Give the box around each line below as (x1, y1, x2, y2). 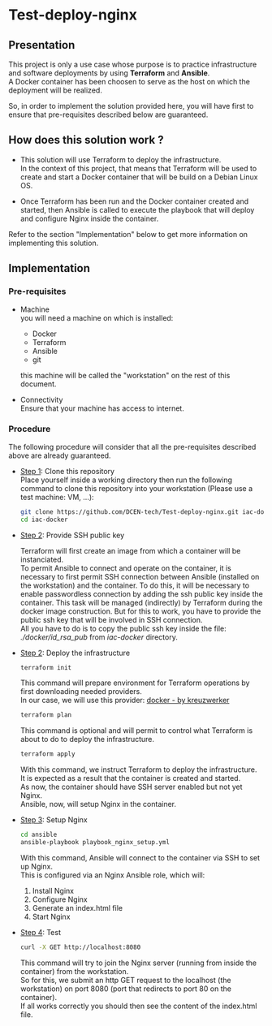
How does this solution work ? (8, 133, 164, 147)
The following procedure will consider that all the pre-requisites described (8, 442, 257, 451)
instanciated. (19, 554, 64, 564)
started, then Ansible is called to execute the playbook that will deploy (19, 205, 255, 214)
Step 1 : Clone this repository (19, 466, 115, 476)
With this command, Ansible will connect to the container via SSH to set (19, 852, 261, 862)
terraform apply (19, 750, 76, 758)
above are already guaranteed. (8, 450, 111, 460)
